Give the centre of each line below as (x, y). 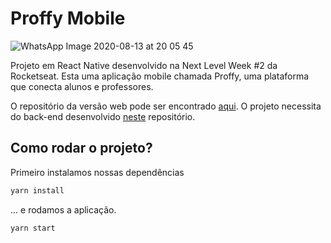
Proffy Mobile (68, 18)
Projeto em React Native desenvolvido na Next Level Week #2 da (144, 65)
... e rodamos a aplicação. (63, 209)
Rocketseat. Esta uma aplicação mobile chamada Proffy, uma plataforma (160, 76)
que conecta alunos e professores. (82, 86)
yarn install (37, 190)
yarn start (33, 228)
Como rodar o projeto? (81, 148)
